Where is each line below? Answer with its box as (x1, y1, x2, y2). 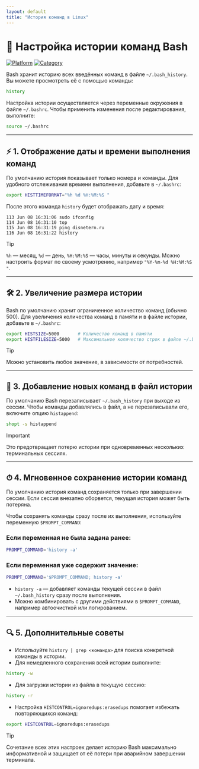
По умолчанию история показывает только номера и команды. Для (6, 175, 179, 181)
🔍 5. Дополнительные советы (6, 628, 124, 638)
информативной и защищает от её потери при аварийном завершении (6, 749, 185, 757)
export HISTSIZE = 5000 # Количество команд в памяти (6, 331, 152, 337)
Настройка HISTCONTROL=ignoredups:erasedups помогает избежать (14, 703, 179, 710)
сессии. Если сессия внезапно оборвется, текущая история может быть (6, 494, 190, 502)
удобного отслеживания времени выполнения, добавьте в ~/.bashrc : (6, 181, 182, 188)
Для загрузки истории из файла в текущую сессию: (14, 681, 146, 688)
